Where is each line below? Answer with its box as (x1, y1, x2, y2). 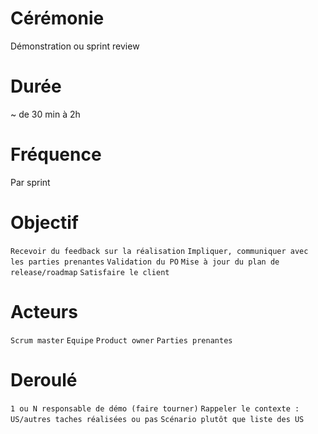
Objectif (10, 212, 79, 234)
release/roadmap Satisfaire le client (10, 267, 170, 277)
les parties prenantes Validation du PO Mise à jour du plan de (10, 257, 280, 267)
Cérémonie (10, 7, 105, 30)
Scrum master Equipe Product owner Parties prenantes (10, 335, 233, 346)
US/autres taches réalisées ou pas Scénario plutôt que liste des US (10, 414, 305, 424)
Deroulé (10, 368, 78, 391)
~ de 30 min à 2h (10, 108, 81, 120)
